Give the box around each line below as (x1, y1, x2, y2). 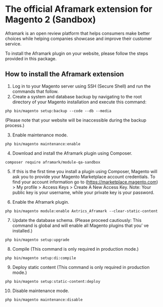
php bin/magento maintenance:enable (5, 141, 81, 146)
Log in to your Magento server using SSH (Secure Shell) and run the (12, 83, 151, 89)
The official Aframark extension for (5, 3, 153, 15)
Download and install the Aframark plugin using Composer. (12, 150, 132, 156)
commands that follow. (12, 88, 59, 94)
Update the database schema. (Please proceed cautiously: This (12, 217, 142, 223)
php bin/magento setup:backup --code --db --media (5, 108, 112, 113)
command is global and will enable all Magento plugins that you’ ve (12, 222, 149, 228)
